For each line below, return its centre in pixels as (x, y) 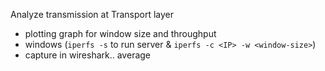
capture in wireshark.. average (88, 55)
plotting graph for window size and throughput (120, 33)
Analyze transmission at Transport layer (92, 14)
